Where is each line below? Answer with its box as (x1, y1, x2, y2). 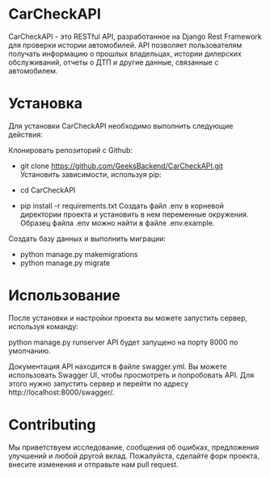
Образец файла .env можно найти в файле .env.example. (19, 217, 215, 227)
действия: (8, 129, 43, 139)
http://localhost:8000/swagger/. (8, 387, 115, 397)
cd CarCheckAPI (19, 185, 76, 195)
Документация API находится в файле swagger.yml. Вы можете (8, 361, 227, 371)
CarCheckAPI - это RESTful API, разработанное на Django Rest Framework (8, 32, 262, 41)
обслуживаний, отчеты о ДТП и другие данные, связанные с (8, 57, 219, 67)
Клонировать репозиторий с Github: (8, 145, 133, 154)
